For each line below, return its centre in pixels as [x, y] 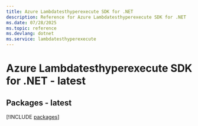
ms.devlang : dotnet [30, 34]
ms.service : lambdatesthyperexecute [51, 39]
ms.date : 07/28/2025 [32, 22]
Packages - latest [39, 103]
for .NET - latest [46, 81]
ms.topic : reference [32, 28]
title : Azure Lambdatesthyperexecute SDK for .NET [70, 12]
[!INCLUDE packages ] [33, 117]
